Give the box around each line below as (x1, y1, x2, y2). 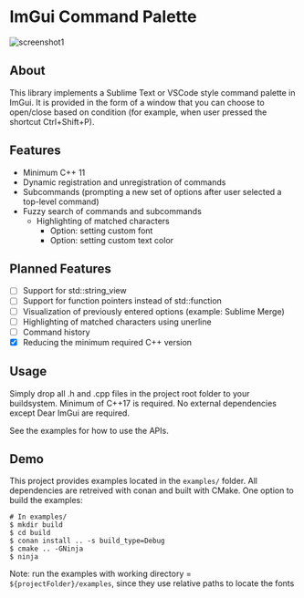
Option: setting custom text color (49, 234, 174, 245)
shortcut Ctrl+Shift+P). (9, 116, 95, 127)
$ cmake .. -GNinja (9, 544, 84, 553)
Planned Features (9, 261, 112, 276)
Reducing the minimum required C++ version (22, 336, 193, 347)
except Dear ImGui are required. (9, 407, 131, 418)
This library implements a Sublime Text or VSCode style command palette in (9, 87, 296, 98)
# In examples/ (9, 512, 68, 521)
